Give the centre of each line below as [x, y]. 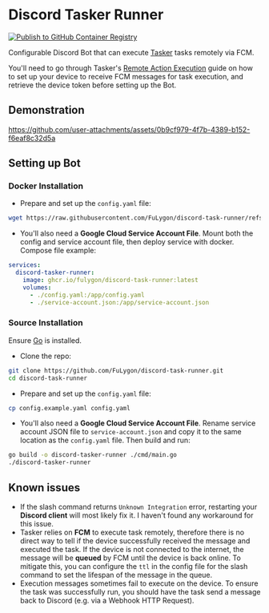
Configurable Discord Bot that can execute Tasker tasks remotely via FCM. [131, 52]
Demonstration [47, 110]
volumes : [37, 287]
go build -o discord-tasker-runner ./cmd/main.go [93, 455]
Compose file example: [58, 251]
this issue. [37, 524]
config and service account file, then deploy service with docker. [127, 242]
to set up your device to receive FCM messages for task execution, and [126, 76]
